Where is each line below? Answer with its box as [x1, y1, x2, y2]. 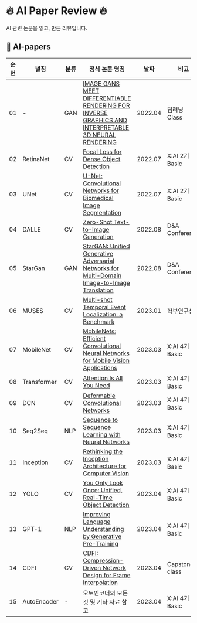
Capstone [167, 560, 194, 568]
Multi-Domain [83, 271, 122, 280]
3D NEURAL [83, 131, 116, 139]
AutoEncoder [22, 597, 59, 605]
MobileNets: [83, 327, 116, 335]
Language [83, 518, 111, 526]
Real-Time [83, 493, 113, 502]
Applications [83, 363, 117, 372]
